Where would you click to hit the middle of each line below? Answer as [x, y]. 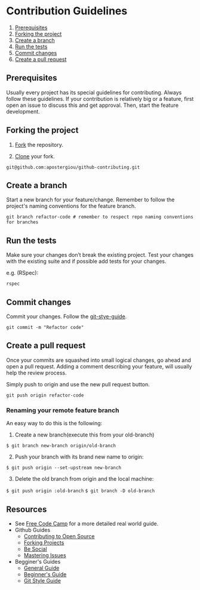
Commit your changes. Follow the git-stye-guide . [67, 316]
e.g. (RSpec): [22, 273]
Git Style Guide [42, 580]
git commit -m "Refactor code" [45, 327]
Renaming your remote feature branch [63, 410]
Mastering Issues [45, 555]
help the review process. [36, 373]
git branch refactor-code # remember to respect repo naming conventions [100, 217]
